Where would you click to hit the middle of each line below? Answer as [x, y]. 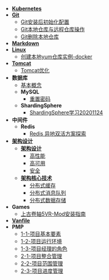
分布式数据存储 [48, 200]
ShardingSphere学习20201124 [66, 112]
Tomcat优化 [35, 70]
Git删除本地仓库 [40, 37]
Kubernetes [27, 9]
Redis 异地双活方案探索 [58, 133]
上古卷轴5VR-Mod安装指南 [53, 214]
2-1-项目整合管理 [41, 256]
